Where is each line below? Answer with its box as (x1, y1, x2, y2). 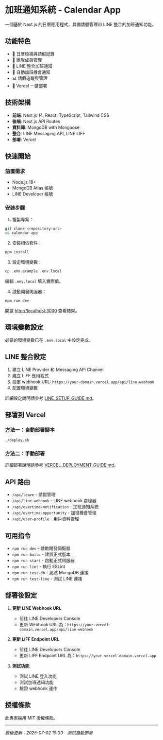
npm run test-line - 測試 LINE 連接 (12, 576, 82, 581)
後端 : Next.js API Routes (12, 118, 61, 124)
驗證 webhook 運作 (19, 685, 58, 691)
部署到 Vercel (5, 410, 46, 419)
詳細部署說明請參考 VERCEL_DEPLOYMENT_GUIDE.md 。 (5, 462, 118, 468)
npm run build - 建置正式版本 (12, 551, 71, 557)
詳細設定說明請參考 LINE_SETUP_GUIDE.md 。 (5, 395, 97, 401)
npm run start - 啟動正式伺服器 (12, 558, 75, 564)
